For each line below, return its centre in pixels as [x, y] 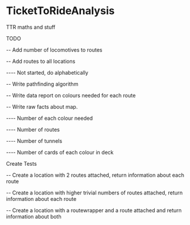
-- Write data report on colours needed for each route [71, 95]
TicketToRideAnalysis [60, 11]
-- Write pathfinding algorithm [42, 84]
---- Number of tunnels [34, 141]
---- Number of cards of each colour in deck [60, 152]
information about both [34, 216]
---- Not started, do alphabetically [47, 72]
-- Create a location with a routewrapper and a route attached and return [94, 210]
